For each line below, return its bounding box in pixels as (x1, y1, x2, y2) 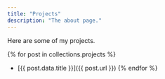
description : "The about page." (7, 17, 102, 24)
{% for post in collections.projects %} (7, 50, 116, 59)
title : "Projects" (7, 10, 61, 18)
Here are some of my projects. (7, 36, 95, 44)
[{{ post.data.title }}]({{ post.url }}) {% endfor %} (17, 63, 158, 72)
